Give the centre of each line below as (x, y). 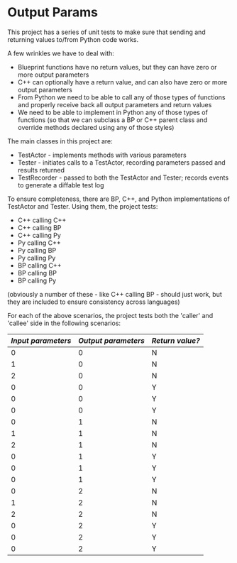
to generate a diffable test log (61, 185)
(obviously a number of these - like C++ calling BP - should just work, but (115, 294)
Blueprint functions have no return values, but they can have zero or (117, 67)
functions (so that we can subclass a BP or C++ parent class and (112, 120)
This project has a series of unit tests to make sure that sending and (106, 32)
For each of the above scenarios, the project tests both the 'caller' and (110, 315)
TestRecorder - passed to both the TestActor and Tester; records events (123, 177)
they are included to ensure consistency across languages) (94, 302)
